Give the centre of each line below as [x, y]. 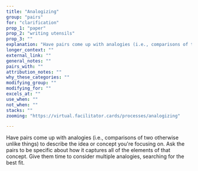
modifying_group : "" [32, 83]
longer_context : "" [30, 50]
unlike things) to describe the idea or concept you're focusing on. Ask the [95, 144]
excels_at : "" [24, 94]
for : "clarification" [33, 22]
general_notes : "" [29, 61]
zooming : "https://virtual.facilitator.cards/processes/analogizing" [93, 116]
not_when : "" [22, 105]
